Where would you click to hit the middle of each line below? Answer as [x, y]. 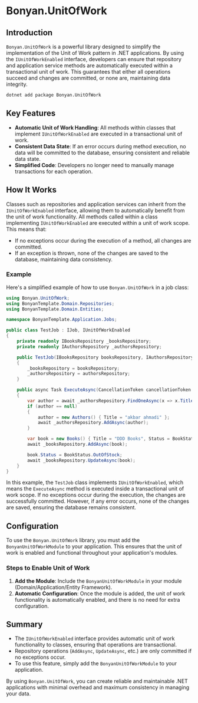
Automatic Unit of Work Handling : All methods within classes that [95, 127]
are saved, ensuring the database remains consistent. [71, 508]
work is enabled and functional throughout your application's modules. [92, 553]
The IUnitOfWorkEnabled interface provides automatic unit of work [95, 639]
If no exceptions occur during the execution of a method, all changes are [103, 240]
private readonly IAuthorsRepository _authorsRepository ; [89, 346]
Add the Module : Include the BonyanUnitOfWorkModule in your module [98, 581]
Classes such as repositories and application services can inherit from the [96, 204]
